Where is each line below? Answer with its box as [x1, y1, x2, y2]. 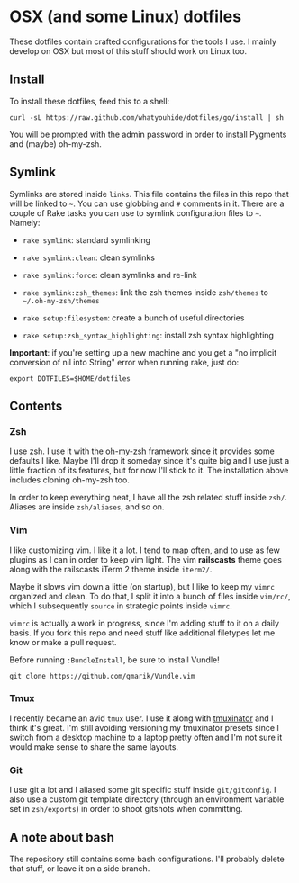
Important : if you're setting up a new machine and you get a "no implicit [9, 347, 277, 357]
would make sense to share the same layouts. [9, 741, 178, 752]
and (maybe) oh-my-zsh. [9, 138, 102, 149]
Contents [9, 398, 63, 413]
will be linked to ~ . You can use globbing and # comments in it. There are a [9, 198, 285, 209]
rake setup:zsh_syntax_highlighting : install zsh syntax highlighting [22, 329, 275, 340]
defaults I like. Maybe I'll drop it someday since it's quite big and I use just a [9, 455, 290, 466]
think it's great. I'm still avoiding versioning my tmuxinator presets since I [9, 722, 279, 733]
